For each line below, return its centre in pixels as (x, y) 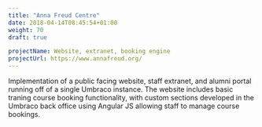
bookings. (24, 114)
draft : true (28, 37)
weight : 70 (26, 30)
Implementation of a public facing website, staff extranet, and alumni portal (130, 81)
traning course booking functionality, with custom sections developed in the (131, 98)
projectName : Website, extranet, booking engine (89, 52)
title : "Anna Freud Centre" (54, 15)
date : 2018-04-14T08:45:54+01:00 (63, 23)
